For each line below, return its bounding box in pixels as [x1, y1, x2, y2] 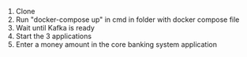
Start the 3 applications [15, 31, 92, 41]
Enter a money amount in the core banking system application [15, 40, 217, 49]
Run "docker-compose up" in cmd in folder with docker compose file [15, 15, 240, 24]
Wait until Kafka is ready [15, 23, 95, 32]
